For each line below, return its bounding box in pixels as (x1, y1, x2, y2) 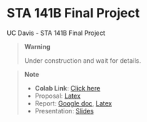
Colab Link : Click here (34, 83, 101, 92)
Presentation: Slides (34, 106, 94, 115)
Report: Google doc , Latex (34, 98, 112, 108)
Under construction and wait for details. (24, 56, 141, 65)
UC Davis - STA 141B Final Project (6, 29, 106, 37)
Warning (24, 42, 51, 51)
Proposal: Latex (34, 91, 81, 100)
